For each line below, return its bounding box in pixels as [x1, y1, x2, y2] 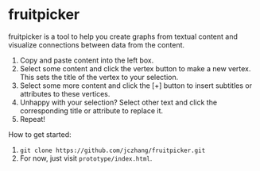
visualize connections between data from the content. [8, 40, 185, 49]
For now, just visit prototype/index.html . [19, 153, 153, 163]
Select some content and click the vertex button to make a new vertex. [19, 63, 251, 73]
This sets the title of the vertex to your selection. [19, 72, 179, 82]
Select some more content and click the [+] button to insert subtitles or [19, 81, 253, 90]
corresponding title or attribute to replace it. [19, 105, 164, 116]
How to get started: [8, 129, 72, 139]
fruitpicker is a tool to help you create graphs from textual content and [8, 32, 239, 41]
